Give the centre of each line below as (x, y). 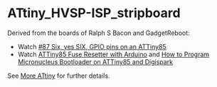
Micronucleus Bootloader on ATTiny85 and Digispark (95, 61)
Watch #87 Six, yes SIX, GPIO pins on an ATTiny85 (92, 46)
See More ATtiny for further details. (59, 76)
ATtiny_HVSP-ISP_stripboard (94, 13)
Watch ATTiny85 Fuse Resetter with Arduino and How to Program (113, 54)
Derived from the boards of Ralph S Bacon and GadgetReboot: (99, 33)
